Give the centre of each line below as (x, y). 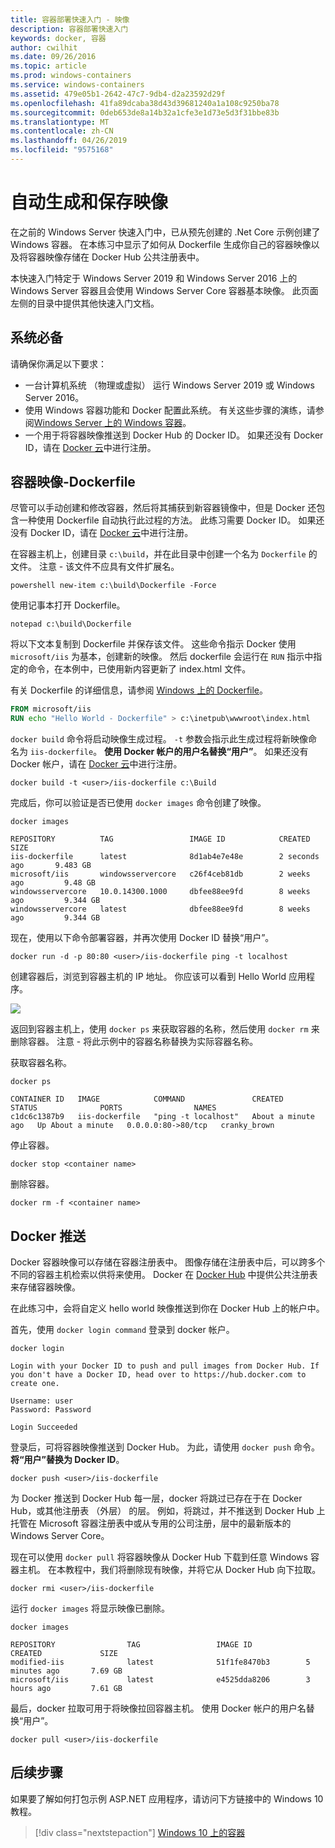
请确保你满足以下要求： (58, 363)
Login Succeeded (44, 1427)
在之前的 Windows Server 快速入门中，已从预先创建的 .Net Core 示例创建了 (165, 232)
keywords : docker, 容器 (58, 38)
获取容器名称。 (41, 1063)
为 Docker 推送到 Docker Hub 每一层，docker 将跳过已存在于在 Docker (156, 1498)
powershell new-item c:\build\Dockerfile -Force (113, 586)
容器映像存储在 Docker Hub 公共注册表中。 (116, 257)
